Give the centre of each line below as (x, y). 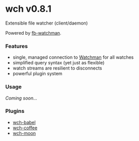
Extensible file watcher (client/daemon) (47, 23)
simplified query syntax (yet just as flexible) (59, 63)
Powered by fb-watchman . (33, 33)
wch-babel (24, 122)
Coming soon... (21, 98)
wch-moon (24, 133)
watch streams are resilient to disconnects (57, 68)
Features (17, 46)
